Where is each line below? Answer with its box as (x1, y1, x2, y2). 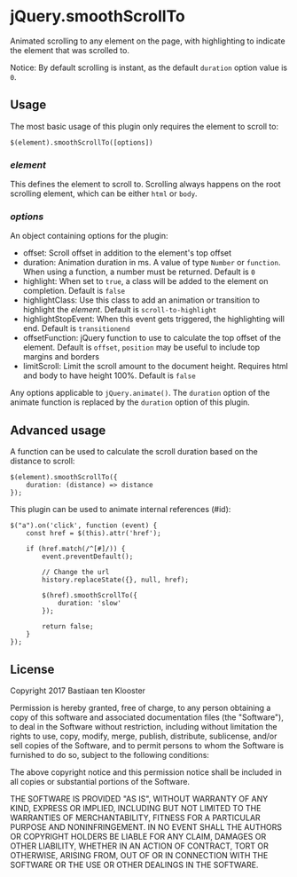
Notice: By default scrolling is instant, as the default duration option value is (10, 62, 287, 73)
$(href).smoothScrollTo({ (42, 591, 138, 600)
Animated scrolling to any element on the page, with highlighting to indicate (10, 36, 286, 46)
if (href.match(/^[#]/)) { (26, 544, 126, 554)
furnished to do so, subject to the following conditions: (10, 749, 209, 760)
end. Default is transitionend (22, 323, 131, 334)
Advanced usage (10, 423, 106, 438)
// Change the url (42, 568, 110, 577)
